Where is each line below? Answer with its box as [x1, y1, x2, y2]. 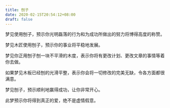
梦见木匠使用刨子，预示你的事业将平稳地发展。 [5, 42, 103, 48]
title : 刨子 [5, 7, 29, 13]
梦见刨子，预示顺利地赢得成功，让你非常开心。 [5, 87, 103, 93]
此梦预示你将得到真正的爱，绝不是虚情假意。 [5, 97, 99, 103]
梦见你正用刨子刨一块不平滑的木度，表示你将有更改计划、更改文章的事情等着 [5, 52, 165, 59]
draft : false [5, 17, 33, 22]
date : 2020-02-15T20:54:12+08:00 [5, 12, 76, 17]
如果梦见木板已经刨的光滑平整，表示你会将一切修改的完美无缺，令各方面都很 [5, 70, 165, 76]
